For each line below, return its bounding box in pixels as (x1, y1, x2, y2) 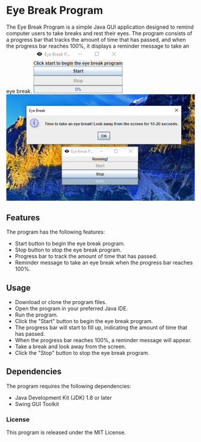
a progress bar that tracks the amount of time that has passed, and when (6, 36, 187, 43)
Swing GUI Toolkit (14, 400, 59, 407)
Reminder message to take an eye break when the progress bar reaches (14, 259, 193, 266)
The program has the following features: (6, 228, 105, 236)
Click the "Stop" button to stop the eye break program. (14, 349, 150, 356)
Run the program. (14, 311, 59, 318)
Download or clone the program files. (14, 298, 107, 305)
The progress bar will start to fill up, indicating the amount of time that (14, 324, 187, 331)
